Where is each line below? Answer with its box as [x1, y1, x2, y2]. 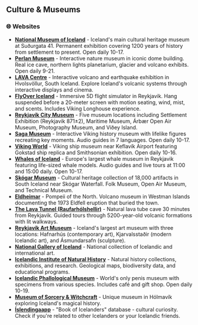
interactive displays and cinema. [14, 86, 93, 93]
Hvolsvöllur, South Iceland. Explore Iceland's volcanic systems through [14, 80, 187, 87]
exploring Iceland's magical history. [14, 300, 102, 307]
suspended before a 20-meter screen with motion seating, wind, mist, [14, 99, 185, 106]
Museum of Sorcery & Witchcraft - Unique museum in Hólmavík [14, 293, 173, 300]
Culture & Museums [6, 5, 81, 15]
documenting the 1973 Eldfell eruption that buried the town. [14, 199, 160, 206]
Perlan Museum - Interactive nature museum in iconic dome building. [14, 54, 184, 61]
